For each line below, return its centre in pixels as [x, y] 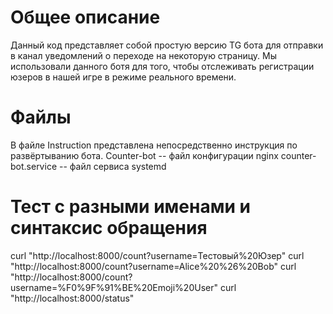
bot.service [34, 166]
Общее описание [85, 17]
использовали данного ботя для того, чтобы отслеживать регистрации [162, 66]
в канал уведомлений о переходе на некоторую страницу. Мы [143, 55]
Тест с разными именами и [130, 207]
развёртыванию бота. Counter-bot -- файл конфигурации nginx [144, 155]
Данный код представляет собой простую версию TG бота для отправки [167, 45]
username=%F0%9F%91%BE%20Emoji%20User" [114, 287]
